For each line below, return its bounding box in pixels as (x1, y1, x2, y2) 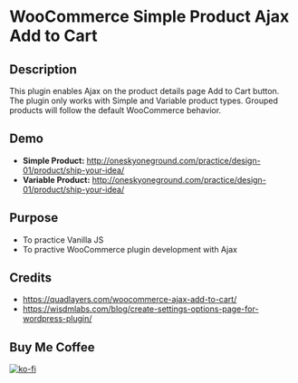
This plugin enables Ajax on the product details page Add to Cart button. (9, 86, 280, 96)
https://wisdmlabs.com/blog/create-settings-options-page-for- (22, 303, 259, 314)
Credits (9, 270, 53, 286)
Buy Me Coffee (9, 340, 95, 355)
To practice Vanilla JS (22, 234, 104, 245)
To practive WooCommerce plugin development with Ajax (22, 244, 238, 254)
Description (9, 62, 77, 77)
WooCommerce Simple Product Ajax (9, 6, 290, 27)
